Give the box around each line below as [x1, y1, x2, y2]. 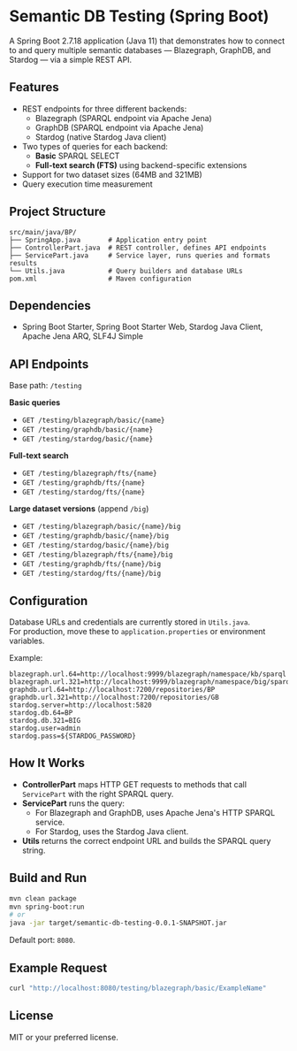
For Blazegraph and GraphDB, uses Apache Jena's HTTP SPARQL [34, 807, 276, 817]
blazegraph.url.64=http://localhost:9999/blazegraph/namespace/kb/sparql [9, 670, 287, 679]
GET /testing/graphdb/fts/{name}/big [21, 560, 162, 569]
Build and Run [9, 871, 87, 886]
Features [9, 80, 59, 95]
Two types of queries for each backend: [21, 141, 168, 151]
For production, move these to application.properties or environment [9, 626, 266, 636]
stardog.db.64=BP [9, 709, 73, 717]
